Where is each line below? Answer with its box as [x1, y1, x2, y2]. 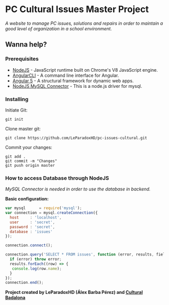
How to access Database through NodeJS [5, 174, 109, 181]
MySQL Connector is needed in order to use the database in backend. [5, 186, 151, 192]
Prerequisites [5, 56, 39, 63]
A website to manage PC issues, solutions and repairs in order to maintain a [5, 20, 163, 26]
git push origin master [5, 163, 55, 168]
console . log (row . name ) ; [12, 266, 62, 271]
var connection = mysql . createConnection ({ [5, 211, 98, 216]
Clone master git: [5, 125, 41, 132]
